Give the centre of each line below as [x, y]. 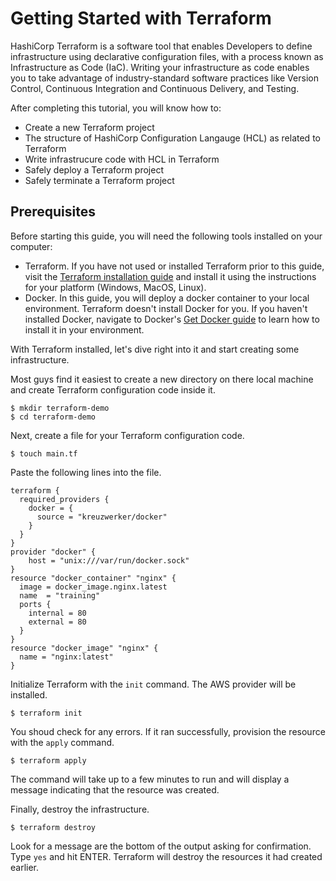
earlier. [25, 867]
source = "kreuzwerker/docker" [102, 517]
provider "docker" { [53, 552]
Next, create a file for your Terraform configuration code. [127, 435]
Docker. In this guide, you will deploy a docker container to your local [167, 298]
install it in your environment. [84, 329]
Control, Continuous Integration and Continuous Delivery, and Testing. [155, 88]
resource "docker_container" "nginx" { [93, 578]
